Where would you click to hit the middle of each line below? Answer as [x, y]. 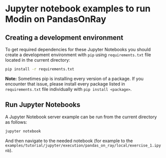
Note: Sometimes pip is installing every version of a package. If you [75, 79]
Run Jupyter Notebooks [43, 105]
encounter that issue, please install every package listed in [65, 84]
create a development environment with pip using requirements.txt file [78, 55]
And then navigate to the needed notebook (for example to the [69, 141]
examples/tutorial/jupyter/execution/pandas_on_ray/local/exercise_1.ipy [83, 145]
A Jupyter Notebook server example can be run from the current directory [81, 117]
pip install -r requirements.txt [40, 69]
